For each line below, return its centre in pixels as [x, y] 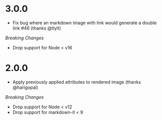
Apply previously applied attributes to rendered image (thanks [77, 82]
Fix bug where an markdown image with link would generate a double [85, 23]
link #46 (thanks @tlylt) [37, 28]
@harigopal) [25, 87]
